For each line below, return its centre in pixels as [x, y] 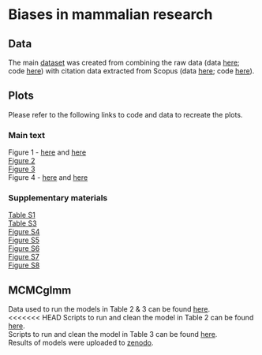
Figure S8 [24, 265]
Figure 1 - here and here [47, 152]
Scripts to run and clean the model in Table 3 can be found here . [113, 334]
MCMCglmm [40, 290]
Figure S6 [24, 248]
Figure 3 [22, 169]
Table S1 [22, 215]
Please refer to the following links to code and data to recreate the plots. [125, 114]
